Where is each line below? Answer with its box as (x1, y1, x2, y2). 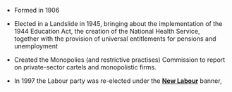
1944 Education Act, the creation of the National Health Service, (13, 27, 200, 35)
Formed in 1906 (13, 6, 60, 14)
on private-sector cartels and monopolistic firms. (13, 63, 157, 71)
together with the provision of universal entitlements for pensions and (13, 34, 216, 43)
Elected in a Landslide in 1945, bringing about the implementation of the (13, 20, 223, 27)
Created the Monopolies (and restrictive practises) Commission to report (13, 55, 226, 64)
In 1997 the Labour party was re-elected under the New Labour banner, (13, 77, 222, 85)
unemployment (13, 42, 59, 50)
